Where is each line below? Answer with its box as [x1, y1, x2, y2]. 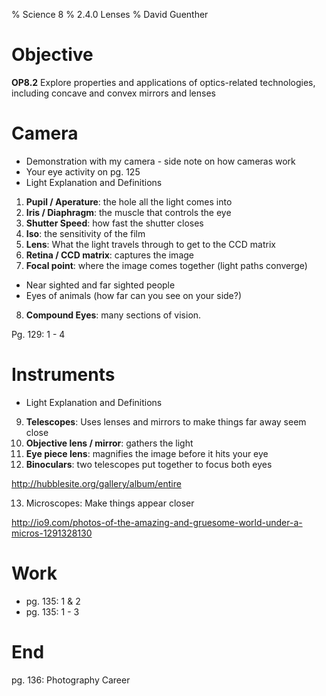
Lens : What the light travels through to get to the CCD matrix [25, 238, 276, 250]
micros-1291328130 [11, 527, 93, 539]
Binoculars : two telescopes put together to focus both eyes [25, 458, 273, 470]
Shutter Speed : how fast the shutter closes [25, 217, 204, 229]
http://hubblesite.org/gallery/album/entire [11, 477, 182, 489]
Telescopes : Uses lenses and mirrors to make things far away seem [25, 415, 307, 428]
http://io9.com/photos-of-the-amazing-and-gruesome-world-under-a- [11, 516, 303, 528]
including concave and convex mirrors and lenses [11, 87, 216, 99]
